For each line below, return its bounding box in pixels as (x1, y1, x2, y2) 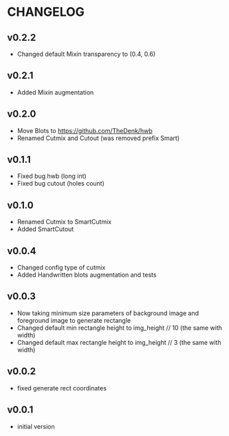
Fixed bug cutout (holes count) (17, 179, 105, 188)
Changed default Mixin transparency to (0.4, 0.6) (17, 50, 156, 58)
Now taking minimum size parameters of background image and (17, 308, 199, 317)
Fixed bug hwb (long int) (17, 172, 87, 180)
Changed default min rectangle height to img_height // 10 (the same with (17, 324, 222, 332)
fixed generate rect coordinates (17, 384, 107, 392)
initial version (17, 422, 55, 430)
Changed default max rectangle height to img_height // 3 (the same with (17, 338, 221, 346)
